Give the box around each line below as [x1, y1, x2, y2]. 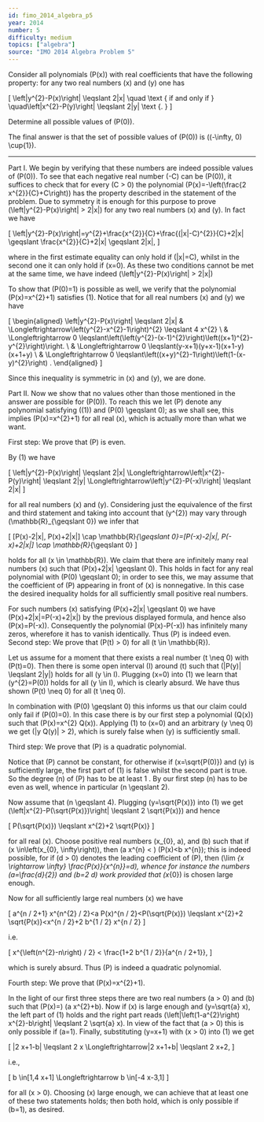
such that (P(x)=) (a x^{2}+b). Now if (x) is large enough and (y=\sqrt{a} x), [8, 1002, 251, 1011]
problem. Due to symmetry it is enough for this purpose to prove [8, 197, 216, 206]
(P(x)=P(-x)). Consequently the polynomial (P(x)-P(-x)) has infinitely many [8, 621, 248, 630]
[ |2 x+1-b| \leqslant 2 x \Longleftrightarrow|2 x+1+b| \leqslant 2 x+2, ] [8, 1042, 235, 1051]
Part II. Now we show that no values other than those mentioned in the [8, 389, 236, 398]
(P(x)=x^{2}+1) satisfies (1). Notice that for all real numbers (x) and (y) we [8, 293, 245, 302]
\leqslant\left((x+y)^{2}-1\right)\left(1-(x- [115, 350, 246, 359]
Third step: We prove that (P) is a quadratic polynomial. [8, 742, 187, 751]
